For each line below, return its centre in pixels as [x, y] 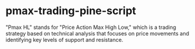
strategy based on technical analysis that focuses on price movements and [97, 33]
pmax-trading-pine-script [71, 11]
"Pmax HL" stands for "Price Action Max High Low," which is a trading [91, 27]
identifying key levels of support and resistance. [65, 40]
